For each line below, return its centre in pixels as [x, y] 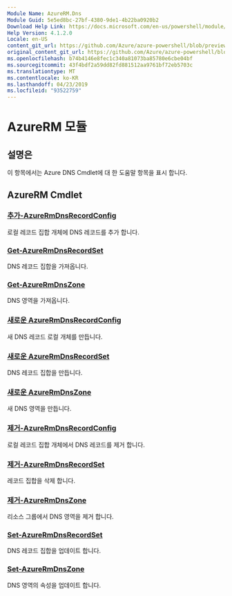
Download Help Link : [37, 26]
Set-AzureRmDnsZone [46, 569]
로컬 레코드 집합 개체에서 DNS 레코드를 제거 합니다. [76, 445]
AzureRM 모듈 [47, 127]
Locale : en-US [28, 39]
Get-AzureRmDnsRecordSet [55, 250]
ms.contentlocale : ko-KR [43, 78]
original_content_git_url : [46, 53]
